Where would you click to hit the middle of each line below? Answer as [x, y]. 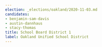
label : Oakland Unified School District [47, 37]
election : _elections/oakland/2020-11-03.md [51, 10]
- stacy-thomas [21, 28]
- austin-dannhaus [24, 23]
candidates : [17, 14]
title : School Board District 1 [38, 32]
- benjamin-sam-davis [27, 19]
